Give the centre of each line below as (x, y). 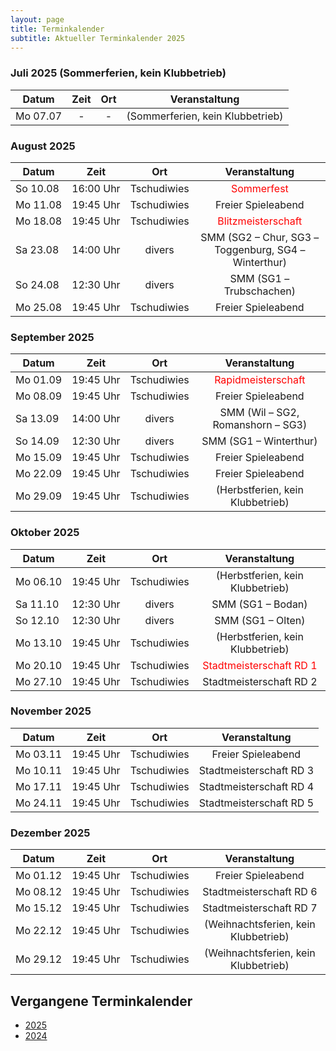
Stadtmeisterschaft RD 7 (260, 908)
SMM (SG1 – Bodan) (259, 604)
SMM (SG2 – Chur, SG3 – (260, 237)
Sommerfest (259, 188)
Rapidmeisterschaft (260, 380)
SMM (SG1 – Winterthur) (259, 441)
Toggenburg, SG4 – (260, 249)
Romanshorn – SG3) (260, 425)
